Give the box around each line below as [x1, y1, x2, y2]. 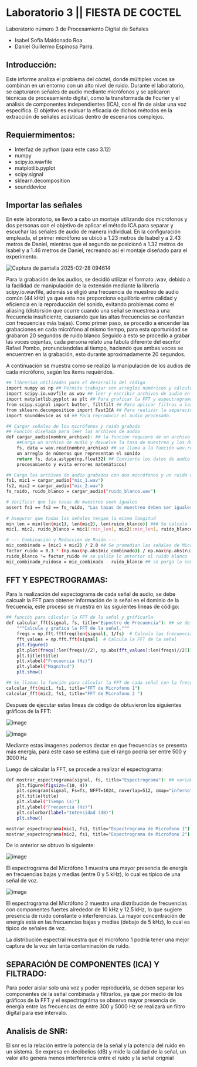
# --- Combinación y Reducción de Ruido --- [6, 537, 117, 543]
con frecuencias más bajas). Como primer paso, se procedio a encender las [6, 320, 189, 327]
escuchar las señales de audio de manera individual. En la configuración [6, 228, 181, 235]
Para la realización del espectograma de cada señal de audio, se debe [6, 590, 176, 598]
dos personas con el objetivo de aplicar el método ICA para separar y [6, 222, 174, 229]
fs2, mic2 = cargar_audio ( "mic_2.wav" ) [6, 483, 104, 489]
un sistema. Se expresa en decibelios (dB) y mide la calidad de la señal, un [6, 1048, 186, 1055]
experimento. [6, 253, 38, 260]
